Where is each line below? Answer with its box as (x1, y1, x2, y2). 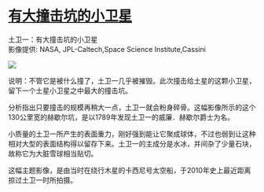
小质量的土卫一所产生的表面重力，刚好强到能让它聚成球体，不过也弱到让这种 (8, 129, 256, 138)
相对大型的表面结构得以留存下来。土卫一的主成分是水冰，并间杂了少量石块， (8, 138, 256, 148)
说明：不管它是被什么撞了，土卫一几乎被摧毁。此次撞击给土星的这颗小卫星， (8, 76, 256, 85)
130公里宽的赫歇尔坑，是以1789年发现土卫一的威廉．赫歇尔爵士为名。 (8, 112, 234, 122)
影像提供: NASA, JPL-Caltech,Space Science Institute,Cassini (8, 44, 207, 54)
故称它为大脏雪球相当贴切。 (8, 149, 98, 158)
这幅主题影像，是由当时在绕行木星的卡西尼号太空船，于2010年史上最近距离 (8, 165, 251, 175)
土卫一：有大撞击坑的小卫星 (8, 35, 98, 44)
